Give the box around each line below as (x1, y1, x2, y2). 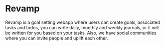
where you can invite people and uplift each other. (5, 35, 108, 41)
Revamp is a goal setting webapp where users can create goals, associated (5, 19, 161, 25)
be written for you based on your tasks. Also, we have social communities (5, 30, 157, 36)
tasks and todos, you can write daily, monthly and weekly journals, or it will (5, 24, 159, 30)
